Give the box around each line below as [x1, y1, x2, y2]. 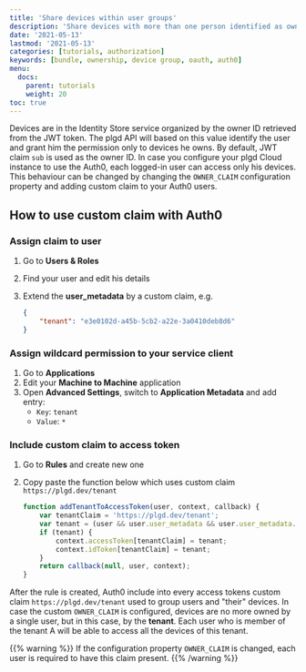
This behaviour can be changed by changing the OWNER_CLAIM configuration [9, 171, 291, 182]
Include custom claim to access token [9, 438, 180, 451]
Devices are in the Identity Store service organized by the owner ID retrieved [9, 123, 297, 134]
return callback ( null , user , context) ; [39, 562, 191, 571]
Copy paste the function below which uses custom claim [22, 477, 236, 488]
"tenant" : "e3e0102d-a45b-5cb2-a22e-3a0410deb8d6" [39, 316, 236, 326]
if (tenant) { [39, 527, 93, 537]
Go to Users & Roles [22, 256, 99, 267]
